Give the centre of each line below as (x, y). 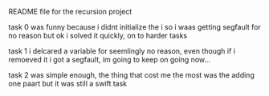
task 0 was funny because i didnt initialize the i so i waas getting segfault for (134, 27)
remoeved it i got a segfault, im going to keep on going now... (110, 60)
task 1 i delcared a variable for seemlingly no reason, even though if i (122, 51)
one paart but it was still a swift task (68, 84)
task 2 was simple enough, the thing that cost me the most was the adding (131, 75)
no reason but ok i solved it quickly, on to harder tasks (98, 36)
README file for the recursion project (70, 12)
